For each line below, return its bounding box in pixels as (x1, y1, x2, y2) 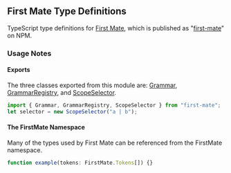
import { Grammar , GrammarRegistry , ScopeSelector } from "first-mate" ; (7, 102, 221, 109)
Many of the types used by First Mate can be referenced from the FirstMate (7, 138, 223, 147)
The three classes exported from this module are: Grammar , (7, 81, 178, 89)
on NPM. (7, 31, 33, 39)
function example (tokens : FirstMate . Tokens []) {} (7, 159, 154, 166)
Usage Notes (7, 48, 52, 58)
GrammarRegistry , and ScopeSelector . (7, 88, 116, 96)
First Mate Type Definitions (7, 6, 127, 17)
